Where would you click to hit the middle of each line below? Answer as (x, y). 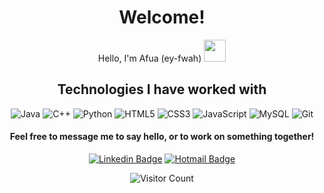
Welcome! (162, 17)
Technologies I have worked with (162, 89)
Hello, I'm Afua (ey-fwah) (149, 58)
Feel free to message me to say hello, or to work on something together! (162, 137)
